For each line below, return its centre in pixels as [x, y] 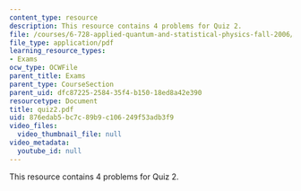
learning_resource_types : [57, 51]
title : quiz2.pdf [42, 109]
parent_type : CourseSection [62, 84]
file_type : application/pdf [62, 43]
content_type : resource [54, 17]
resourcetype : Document [54, 101]
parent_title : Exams [48, 76]
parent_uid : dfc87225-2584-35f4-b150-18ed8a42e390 [106, 92]
